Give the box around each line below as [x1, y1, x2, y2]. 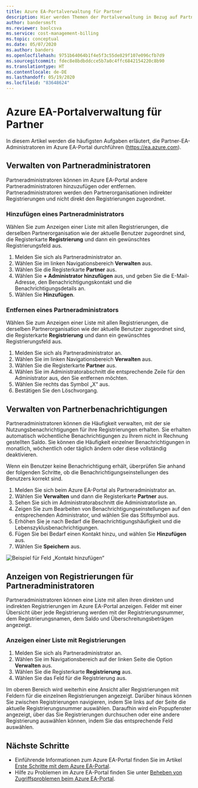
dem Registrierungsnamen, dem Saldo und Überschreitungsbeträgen [6, 615, 174, 622]
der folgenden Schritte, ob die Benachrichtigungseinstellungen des [6, 469, 169, 476]
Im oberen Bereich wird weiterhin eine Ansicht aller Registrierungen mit [6, 686, 179, 693]
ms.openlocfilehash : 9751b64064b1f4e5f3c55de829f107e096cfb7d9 [6, 52, 165, 58]
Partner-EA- [161, 137, 190, 145]
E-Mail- [171, 272, 190, 280]
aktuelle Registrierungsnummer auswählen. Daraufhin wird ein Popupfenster [6, 705, 192, 712]
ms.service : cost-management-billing [6, 31, 99, 37]
